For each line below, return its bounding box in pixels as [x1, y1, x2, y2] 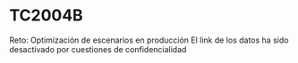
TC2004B [9, 5, 83, 26]
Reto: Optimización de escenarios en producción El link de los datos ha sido [9, 35, 289, 45]
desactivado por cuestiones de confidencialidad [9, 43, 187, 54]
